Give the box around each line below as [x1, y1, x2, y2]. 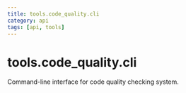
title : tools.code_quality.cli [7, 10, 100, 18]
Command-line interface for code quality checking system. [7, 77, 179, 86]
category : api [7, 17, 50, 24]
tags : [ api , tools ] [7, 23, 65, 31]
